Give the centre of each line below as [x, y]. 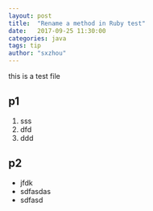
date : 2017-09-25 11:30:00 [57, 31]
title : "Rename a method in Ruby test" [77, 23]
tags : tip [25, 46]
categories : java [37, 38]
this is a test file [34, 76]
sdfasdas [35, 191]
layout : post [30, 16]
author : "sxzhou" [37, 53]
